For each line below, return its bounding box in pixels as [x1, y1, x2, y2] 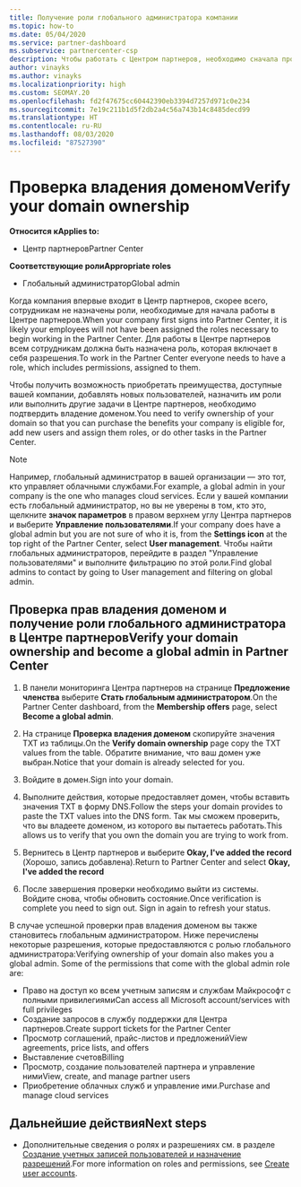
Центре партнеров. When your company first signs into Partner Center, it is [9, 314, 288, 325]
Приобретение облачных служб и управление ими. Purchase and [21, 1080, 271, 1091]
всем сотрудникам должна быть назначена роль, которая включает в [9, 343, 278, 353]
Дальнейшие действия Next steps [9, 1115, 208, 1130]
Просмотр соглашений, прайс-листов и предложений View [21, 1033, 248, 1043]
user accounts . [21, 1168, 78, 1179]
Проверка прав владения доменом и [9, 602, 227, 617]
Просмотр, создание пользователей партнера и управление [21, 1060, 255, 1072]
